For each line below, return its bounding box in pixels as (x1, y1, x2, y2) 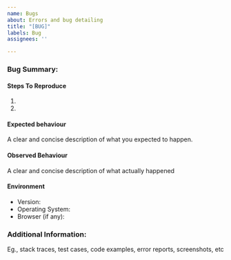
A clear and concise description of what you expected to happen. (7, 135, 193, 143)
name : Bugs (7, 10, 39, 17)
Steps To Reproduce (7, 81, 67, 90)
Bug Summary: (7, 65, 59, 74)
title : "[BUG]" (7, 23, 51, 30)
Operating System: (17, 205, 71, 213)
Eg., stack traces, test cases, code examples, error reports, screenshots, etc (7, 246, 224, 254)
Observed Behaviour (7, 151, 68, 159)
